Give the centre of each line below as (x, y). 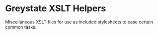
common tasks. (21, 27)
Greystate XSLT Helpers (56, 8)
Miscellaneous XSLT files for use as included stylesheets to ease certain (79, 22)
